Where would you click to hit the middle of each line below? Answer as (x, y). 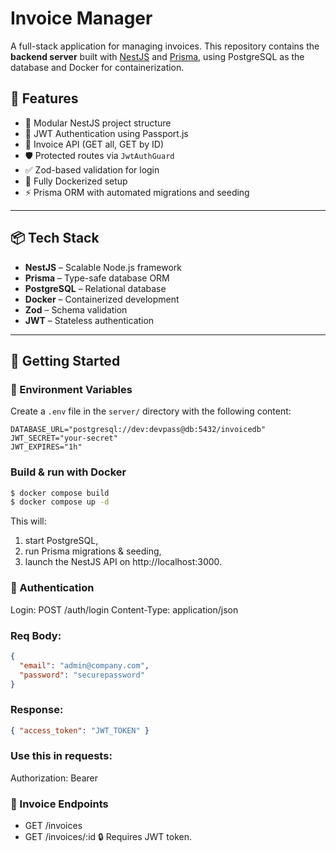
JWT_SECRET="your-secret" (64, 438)
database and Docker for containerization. (97, 67)
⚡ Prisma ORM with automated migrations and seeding (137, 192)
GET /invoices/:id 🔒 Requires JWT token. (108, 837)
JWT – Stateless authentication (89, 320)
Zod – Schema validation (76, 309)
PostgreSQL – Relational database (95, 288)
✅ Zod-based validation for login (92, 169)
